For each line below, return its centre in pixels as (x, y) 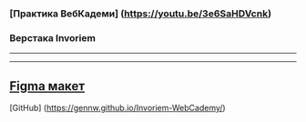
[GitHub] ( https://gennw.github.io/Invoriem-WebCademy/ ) (117, 108)
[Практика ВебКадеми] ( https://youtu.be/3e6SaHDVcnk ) (140, 14)
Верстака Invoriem (52, 37)
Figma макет (47, 86)
